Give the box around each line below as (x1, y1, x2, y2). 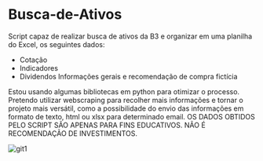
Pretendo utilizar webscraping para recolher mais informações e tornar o (8, 95, 243, 104)
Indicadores (19, 63, 59, 72)
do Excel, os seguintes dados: (8, 39, 105, 49)
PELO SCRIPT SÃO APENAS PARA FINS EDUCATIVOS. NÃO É (8, 120, 206, 130)
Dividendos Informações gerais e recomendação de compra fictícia (19, 71, 238, 81)
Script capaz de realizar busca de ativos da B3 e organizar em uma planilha (8, 31, 253, 41)
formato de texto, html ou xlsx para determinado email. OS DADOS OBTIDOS (8, 112, 255, 121)
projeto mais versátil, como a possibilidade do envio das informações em (8, 104, 244, 113)
